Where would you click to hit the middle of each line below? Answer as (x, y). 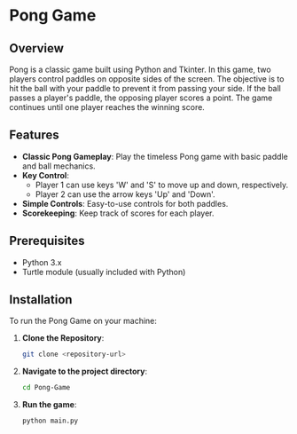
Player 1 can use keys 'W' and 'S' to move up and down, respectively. (162, 185)
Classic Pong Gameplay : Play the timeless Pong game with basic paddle (155, 156)
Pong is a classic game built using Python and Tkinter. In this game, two (141, 69)
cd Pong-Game (46, 388)
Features (34, 135)
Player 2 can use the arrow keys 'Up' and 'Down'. (125, 194)
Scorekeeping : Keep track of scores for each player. (118, 213)
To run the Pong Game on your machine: (83, 321)
